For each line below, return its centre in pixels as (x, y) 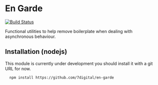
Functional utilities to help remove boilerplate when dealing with (69, 31)
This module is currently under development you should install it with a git (79, 63)
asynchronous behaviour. (30, 36)
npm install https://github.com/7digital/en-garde (62, 77)
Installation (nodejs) (36, 52)
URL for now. (18, 68)
